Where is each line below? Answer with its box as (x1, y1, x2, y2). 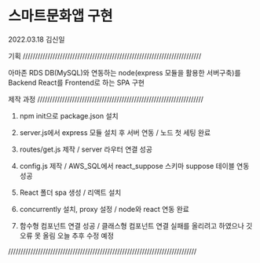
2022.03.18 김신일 (8, 35, 65, 44)
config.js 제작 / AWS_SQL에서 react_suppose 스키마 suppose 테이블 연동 (19, 161, 250, 170)
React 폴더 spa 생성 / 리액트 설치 (19, 188, 122, 197)
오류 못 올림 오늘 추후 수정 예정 (19, 231, 114, 240)
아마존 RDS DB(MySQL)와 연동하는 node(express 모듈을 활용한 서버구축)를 (8, 68, 241, 77)
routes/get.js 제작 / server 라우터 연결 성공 (19, 144, 153, 154)
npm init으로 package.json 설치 (19, 111, 119, 120)
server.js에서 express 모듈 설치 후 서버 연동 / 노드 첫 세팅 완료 (19, 127, 211, 137)
